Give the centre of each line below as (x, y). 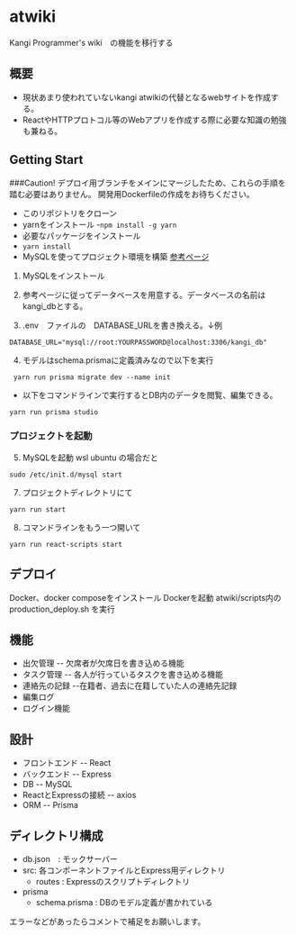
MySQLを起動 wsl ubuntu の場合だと (90, 458)
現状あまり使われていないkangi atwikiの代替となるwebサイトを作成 (147, 97)
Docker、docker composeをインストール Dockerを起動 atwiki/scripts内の (145, 597)
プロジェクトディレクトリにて (77, 492)
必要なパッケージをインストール (81, 235)
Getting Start (46, 160)
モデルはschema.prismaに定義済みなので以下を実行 (118, 360)
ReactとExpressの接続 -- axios (79, 795)
